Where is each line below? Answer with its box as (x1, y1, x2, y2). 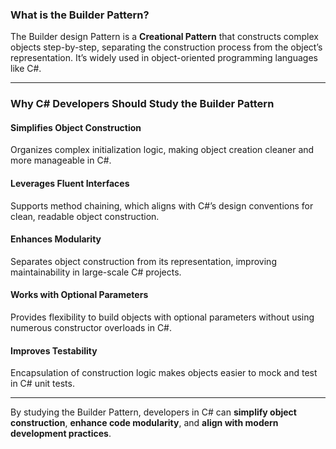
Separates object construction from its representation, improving (10, 255, 277, 267)
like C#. (10, 63, 42, 75)
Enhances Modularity (10, 233, 102, 245)
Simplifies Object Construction (10, 121, 142, 133)
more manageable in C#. (10, 154, 112, 167)
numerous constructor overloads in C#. (10, 322, 173, 334)
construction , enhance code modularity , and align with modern (10, 417, 279, 429)
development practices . (10, 428, 112, 440)
